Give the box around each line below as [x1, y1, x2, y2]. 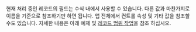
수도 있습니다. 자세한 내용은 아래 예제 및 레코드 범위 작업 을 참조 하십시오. [6, 20, 171, 26]
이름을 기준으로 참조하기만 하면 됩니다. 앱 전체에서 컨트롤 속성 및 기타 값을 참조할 [6, 12, 190, 19]
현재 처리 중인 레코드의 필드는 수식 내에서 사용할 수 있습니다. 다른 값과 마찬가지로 [6, 5, 190, 12]
